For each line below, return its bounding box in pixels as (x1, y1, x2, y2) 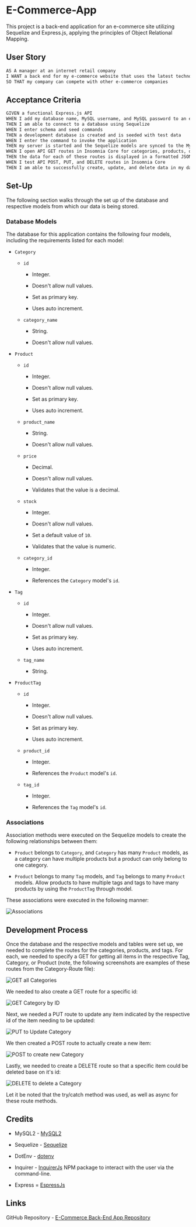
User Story (6, 52, 46, 62)
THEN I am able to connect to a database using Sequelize (6, 121, 150, 127)
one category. (14, 861, 48, 869)
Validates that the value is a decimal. (32, 486, 120, 493)
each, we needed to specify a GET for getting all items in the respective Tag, (6, 953, 190, 960)
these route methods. (6, 1098, 58, 1105)
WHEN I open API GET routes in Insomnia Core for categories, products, (6, 149, 187, 154)
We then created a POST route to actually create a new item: (6, 1040, 152, 1047)
